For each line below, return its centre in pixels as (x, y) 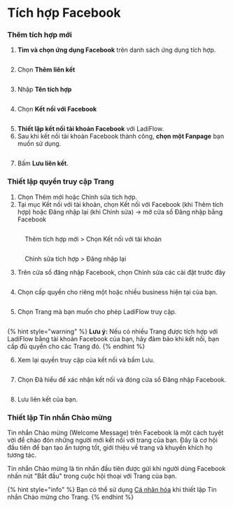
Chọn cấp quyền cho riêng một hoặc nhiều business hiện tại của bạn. (118, 291)
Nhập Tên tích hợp (44, 90)
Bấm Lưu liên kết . (43, 163)
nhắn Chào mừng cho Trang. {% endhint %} (71, 497)
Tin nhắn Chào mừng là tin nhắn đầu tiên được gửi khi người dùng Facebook (116, 469)
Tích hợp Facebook (64, 13)
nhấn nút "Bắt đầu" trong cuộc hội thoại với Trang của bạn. (92, 476)
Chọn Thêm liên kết (46, 70)
